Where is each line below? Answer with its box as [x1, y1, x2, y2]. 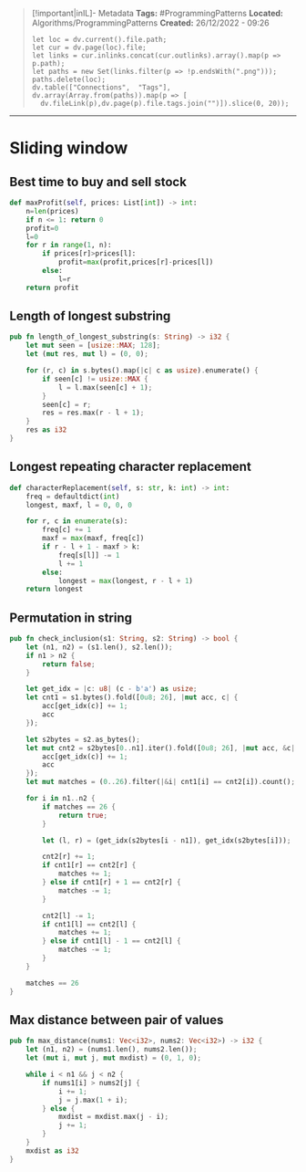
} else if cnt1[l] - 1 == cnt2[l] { [42, 937, 181, 946]
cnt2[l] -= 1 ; [42, 911, 96, 920]
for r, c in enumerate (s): [25, 517, 128, 526]
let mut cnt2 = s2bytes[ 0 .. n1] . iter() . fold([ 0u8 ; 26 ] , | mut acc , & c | [25, 743, 296, 752]
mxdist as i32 [25, 1146, 79, 1156]
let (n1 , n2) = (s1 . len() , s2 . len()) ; [25, 643, 173, 652]
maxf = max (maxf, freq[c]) [42, 534, 145, 543]
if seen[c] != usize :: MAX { [42, 374, 148, 383]
